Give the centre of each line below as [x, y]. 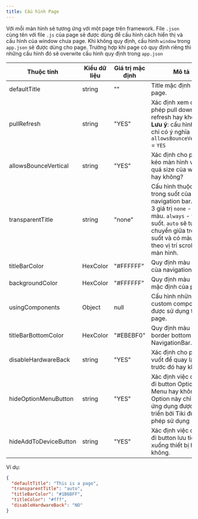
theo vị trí [164, 245]
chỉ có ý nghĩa [171, 132]
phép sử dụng [170, 421]
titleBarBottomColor [37, 335]
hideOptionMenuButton [41, 399]
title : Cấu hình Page [33, 12]
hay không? [167, 176]
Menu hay [165, 391]
